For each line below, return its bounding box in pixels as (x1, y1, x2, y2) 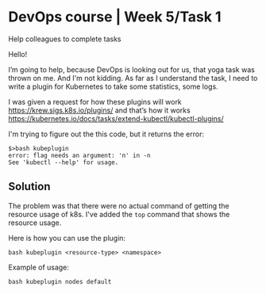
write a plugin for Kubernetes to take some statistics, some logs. (8, 82, 218, 91)
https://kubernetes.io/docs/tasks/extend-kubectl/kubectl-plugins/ (8, 113, 224, 123)
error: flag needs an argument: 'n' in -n (8, 151, 151, 159)
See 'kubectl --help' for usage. (8, 158, 119, 166)
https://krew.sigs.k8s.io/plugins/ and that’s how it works (8, 105, 191, 115)
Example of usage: (8, 262, 70, 272)
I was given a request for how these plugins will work (8, 97, 183, 106)
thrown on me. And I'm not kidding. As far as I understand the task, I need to (8, 73, 258, 82)
